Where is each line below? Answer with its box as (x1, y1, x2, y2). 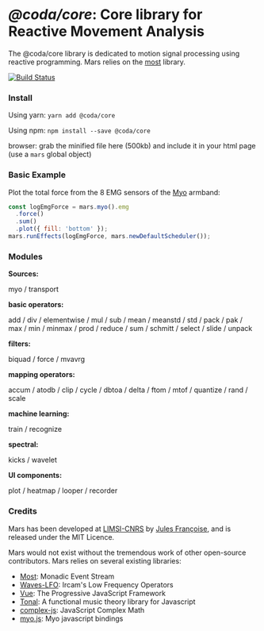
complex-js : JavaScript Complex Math (19, 605, 145, 614)
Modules (8, 251, 44, 262)
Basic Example (8, 169, 66, 180)
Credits (8, 506, 37, 517)
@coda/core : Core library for (8, 6, 203, 24)
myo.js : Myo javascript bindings (19, 614, 124, 623)
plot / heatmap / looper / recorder (8, 486, 118, 495)
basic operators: (8, 300, 64, 310)
